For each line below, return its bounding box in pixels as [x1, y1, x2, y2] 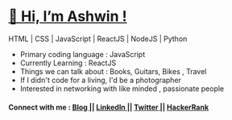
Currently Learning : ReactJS [19, 58, 117, 68]
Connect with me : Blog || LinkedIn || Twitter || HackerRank [8, 102, 209, 112]
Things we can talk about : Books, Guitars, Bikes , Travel [19, 66, 207, 76]
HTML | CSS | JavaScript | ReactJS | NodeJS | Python [8, 34, 188, 43]
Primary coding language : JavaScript [19, 49, 146, 59]
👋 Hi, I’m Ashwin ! [8, 7, 127, 26]
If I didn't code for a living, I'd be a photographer [19, 75, 181, 85]
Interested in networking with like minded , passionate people [19, 84, 225, 93]
